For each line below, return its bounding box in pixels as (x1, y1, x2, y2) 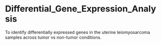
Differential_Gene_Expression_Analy (5, 3, 156, 14)
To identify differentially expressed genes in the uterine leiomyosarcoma (5, 29, 150, 35)
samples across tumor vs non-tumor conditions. (5, 34, 101, 40)
